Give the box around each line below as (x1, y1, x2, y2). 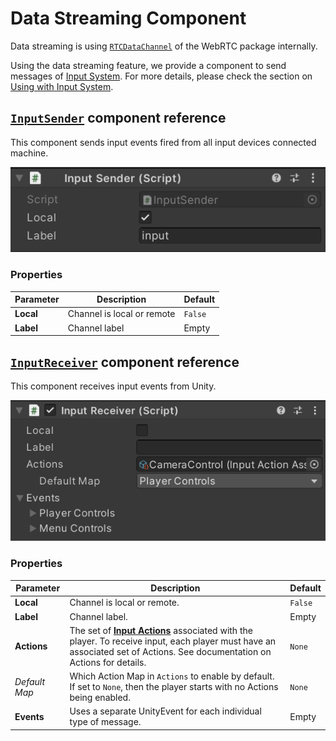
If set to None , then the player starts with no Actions (69, 681, 279, 693)
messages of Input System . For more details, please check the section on (10, 70, 313, 82)
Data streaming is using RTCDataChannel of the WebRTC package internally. (10, 40, 318, 52)
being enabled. (69, 692, 131, 704)
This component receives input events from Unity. (10, 380, 217, 392)
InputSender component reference (10, 110, 227, 127)
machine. (10, 147, 49, 159)
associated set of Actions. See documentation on (69, 645, 272, 657)
